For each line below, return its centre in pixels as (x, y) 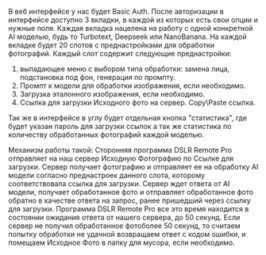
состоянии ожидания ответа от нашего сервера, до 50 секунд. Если (124, 217)
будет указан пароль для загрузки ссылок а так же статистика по (120, 126)
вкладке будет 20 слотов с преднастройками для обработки (112, 45)
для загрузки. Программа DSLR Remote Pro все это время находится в (129, 209)
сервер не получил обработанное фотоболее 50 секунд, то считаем (124, 226)
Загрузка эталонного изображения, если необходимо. (112, 94)
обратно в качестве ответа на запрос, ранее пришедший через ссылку (130, 200)
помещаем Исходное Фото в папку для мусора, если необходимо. (122, 242)
